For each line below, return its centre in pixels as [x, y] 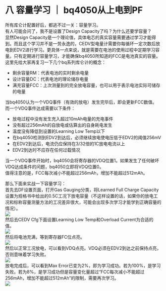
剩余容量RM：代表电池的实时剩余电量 [51, 73]
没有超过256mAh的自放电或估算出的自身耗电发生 [62, 125]
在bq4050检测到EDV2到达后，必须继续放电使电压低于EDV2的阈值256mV [87, 137]
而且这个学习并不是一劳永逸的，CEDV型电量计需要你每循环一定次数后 [85, 43]
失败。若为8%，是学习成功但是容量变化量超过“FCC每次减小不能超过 [75, 272]
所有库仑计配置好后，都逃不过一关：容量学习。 [53, 25]
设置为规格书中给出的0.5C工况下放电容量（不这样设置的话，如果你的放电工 [82, 196]
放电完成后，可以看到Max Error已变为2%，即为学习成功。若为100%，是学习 [83, 265]
